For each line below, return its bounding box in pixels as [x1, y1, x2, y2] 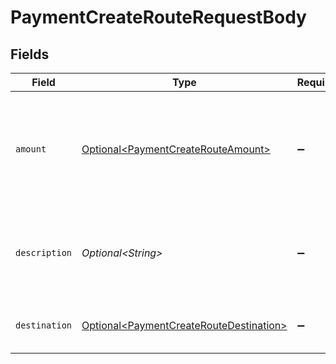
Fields [10, 46, 50, 63]
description [15, 247, 73, 258]
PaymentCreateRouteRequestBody [10, 6, 307, 29]
